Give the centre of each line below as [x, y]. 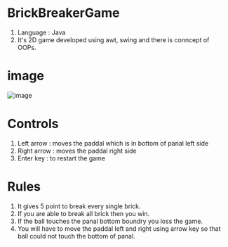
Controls [33, 124]
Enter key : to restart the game [61, 158]
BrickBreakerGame [64, 13]
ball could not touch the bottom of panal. [76, 236]
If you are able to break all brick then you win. [83, 213]
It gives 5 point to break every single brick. [79, 206]
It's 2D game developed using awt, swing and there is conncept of [113, 39]
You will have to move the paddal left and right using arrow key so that [119, 228]
